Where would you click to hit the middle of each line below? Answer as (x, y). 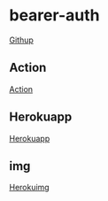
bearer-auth (54, 15)
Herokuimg (30, 188)
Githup (21, 40)
